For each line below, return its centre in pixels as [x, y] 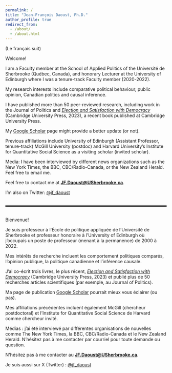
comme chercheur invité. [31, 318]
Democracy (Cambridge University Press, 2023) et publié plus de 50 [78, 277]
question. [15, 345]
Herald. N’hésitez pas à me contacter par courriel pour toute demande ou [83, 339]
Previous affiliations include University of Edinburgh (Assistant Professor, [82, 141]
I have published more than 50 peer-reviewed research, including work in [83, 105]
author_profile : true [28, 19]
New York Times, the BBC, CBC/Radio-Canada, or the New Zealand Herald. [85, 167]
